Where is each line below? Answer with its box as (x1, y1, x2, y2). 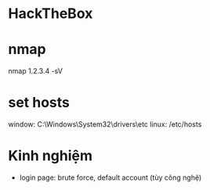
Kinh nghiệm (8, 147, 92, 165)
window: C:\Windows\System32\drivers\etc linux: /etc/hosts (8, 120, 202, 129)
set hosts (8, 94, 71, 112)
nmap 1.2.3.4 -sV (8, 66, 63, 76)
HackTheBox (8, 5, 93, 23)
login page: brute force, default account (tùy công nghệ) (19, 173, 202, 182)
